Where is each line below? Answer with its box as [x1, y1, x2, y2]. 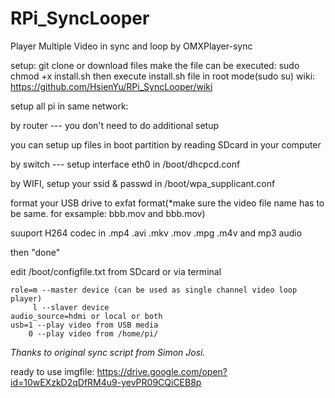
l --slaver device [32, 302, 110, 312]
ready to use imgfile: [10, 365, 95, 377]
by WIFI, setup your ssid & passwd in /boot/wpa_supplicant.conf [10, 177, 276, 189]
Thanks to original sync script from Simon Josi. [10, 346, 206, 358]
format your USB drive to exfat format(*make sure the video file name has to [10, 197, 325, 209]
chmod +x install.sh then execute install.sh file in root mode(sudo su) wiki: [10, 70, 316, 82]
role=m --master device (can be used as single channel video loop [10, 285, 298, 295]
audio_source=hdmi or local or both [10, 311, 163, 321]
